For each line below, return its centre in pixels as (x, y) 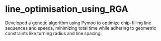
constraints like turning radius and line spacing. (53, 33)
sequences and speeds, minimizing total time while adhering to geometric (81, 28)
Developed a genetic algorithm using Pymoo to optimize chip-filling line (78, 23)
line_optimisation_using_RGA (67, 9)
